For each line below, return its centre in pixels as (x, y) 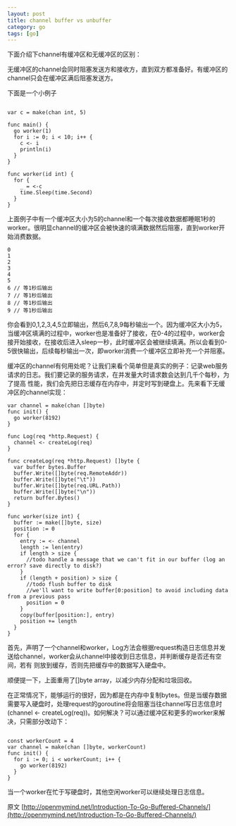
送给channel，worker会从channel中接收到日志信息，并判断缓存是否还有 (112, 656)
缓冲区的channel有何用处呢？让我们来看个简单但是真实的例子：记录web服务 (118, 366)
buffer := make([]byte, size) (58, 523)
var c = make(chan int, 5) (47, 113)
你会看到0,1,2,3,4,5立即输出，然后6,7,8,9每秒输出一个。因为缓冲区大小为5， (117, 325)
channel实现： (47, 392)
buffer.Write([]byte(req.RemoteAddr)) (71, 474)
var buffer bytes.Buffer (50, 468)
